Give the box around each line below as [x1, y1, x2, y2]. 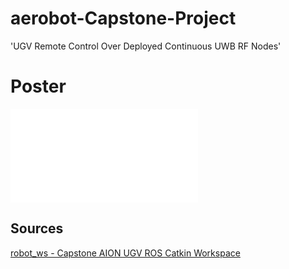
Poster [10, 75, 67, 98]
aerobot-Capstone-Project [10, 7, 237, 30]
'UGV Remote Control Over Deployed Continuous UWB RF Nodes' [10, 40, 282, 52]
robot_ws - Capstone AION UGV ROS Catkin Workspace [10, 247, 241, 259]
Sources [10, 220, 64, 237]
